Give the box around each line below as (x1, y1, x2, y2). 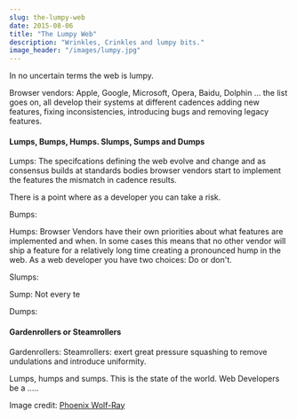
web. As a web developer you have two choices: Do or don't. (9, 255, 233, 265)
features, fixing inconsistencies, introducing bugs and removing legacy (9, 107, 269, 117)
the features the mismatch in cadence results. (9, 175, 178, 186)
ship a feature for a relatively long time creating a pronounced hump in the (9, 245, 282, 256)
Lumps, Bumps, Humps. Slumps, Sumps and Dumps (9, 136, 205, 146)
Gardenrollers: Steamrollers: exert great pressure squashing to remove (9, 346, 268, 357)
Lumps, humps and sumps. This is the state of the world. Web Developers (9, 373, 280, 383)
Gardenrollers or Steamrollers (9, 326, 122, 337)
